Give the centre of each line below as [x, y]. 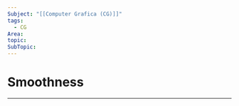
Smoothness [46, 82]
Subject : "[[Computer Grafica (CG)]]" [65, 14]
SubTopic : [22, 47]
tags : [15, 21]
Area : [15, 34]
